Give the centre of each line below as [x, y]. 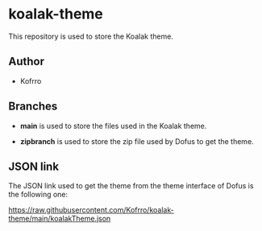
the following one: [38, 195]
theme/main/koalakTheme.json [60, 219]
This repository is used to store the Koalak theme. [91, 36]
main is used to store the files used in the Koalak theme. [113, 126]
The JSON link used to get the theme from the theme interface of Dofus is [131, 186]
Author [26, 62]
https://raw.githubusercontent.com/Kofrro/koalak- [91, 210]
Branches [33, 107]
